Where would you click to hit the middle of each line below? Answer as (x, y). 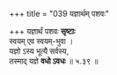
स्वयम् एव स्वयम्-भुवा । (41, 41)
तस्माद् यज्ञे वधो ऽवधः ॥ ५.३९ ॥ (54, 61)
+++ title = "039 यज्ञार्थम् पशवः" (59, 14)
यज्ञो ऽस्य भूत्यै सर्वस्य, (39, 51)
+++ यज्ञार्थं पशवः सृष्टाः (42, 31)
